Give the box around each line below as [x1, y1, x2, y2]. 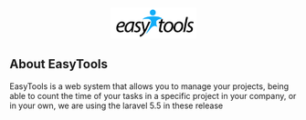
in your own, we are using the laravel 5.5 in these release [9, 100, 224, 111]
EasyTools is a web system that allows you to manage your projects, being [9, 80, 290, 92]
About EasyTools [9, 56, 108, 72]
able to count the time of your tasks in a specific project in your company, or [9, 90, 297, 101]
